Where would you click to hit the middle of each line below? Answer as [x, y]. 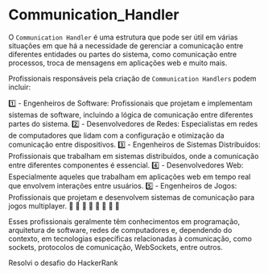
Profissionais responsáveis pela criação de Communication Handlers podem [132, 78]
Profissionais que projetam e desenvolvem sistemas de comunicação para [132, 197]
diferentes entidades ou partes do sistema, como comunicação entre [123, 54]
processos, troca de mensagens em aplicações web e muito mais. [118, 63]
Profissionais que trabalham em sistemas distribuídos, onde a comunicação [134, 156]
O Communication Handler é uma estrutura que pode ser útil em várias [123, 37]
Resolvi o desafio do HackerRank [63, 263]
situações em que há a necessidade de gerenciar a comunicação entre [126, 45]
